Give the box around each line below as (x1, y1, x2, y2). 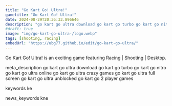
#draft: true (5, 26, 33, 32)
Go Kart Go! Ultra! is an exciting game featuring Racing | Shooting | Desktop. (5, 55, 166, 61)
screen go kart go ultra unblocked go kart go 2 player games (5, 75, 134, 82)
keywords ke (5, 85, 32, 91)
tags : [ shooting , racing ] (5, 36, 60, 41)
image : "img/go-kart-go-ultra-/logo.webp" (5, 31, 97, 36)
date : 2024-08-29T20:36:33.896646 (5, 17, 79, 22)
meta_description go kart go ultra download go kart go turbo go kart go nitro (5, 64, 166, 70)
